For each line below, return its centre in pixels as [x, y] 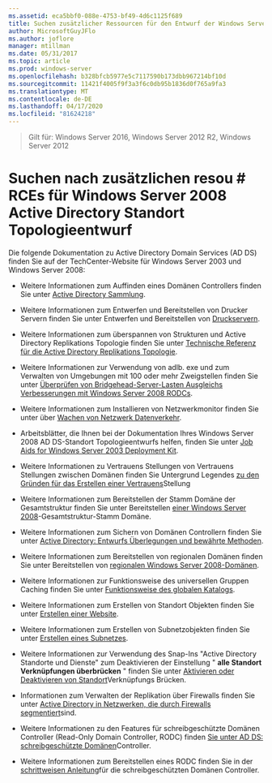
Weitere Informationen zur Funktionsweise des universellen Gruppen [134, 580]
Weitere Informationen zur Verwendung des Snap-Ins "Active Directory [138, 653]
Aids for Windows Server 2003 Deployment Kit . [99, 450]
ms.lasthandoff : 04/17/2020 [56, 106]
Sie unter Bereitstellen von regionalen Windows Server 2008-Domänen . [140, 565]
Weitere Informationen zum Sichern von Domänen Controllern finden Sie [141, 531]
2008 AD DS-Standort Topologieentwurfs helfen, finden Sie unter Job [136, 441]
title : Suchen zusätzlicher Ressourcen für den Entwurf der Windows [126, 24]
